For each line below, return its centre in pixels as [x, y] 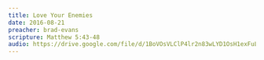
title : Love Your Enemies [50, 15]
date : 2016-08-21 [37, 23]
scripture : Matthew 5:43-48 [54, 37]
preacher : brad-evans [44, 30]
